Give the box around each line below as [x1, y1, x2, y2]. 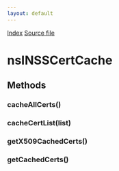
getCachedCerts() [7, 155, 69, 164]
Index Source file [7, 29, 55, 37]
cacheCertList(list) [7, 119, 72, 128]
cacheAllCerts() [7, 100, 62, 110]
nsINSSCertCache [7, 52, 113, 68]
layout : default [7, 10, 53, 17]
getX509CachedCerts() [7, 136, 88, 146]
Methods [7, 80, 47, 91]
